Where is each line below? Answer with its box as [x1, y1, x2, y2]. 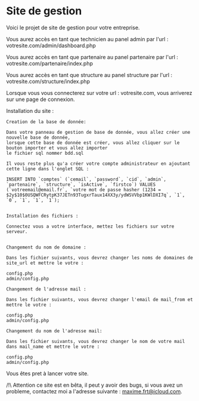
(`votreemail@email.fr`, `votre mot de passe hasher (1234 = [6, 186, 161, 192]
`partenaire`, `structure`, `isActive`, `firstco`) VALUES [6, 181, 156, 188]
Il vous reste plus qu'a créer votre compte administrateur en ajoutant [6, 160, 191, 167]
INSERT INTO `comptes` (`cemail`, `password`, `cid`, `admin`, [6, 176, 167, 182]
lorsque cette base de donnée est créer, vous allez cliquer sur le [6, 139, 180, 146]
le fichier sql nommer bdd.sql [6, 150, 84, 156]
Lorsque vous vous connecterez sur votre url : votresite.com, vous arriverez [6, 89, 192, 96]
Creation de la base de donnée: [6, 118, 86, 125]
